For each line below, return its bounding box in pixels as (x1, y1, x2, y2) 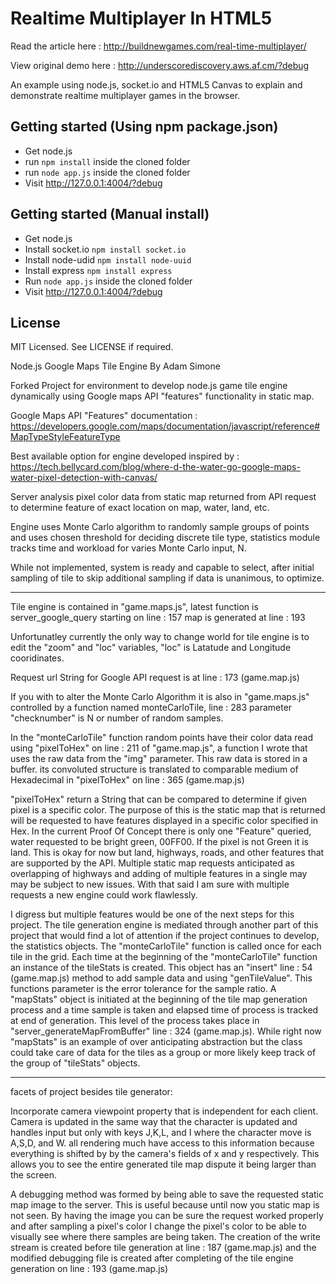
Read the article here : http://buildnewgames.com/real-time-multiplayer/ (10, 40, 307, 52)
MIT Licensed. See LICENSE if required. (10, 341, 174, 353)
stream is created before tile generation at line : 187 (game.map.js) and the (10, 1242, 317, 1254)
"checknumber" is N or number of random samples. (10, 712, 224, 724)
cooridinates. (10, 652, 65, 664)
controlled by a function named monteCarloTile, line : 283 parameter (10, 702, 293, 714)
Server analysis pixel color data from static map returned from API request (10, 491, 317, 503)
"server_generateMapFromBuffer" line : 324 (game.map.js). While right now (10, 1025, 322, 1037)
